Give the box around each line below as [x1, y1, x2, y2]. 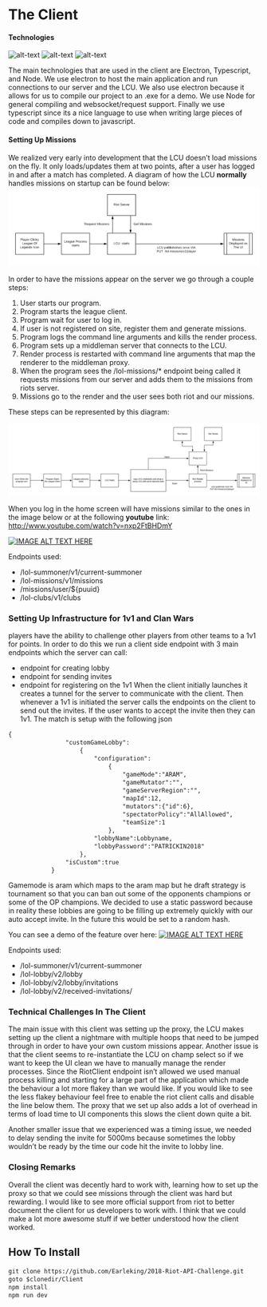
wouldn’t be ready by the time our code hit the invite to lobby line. [8, 1142, 224, 1151]
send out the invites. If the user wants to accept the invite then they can [19, 705, 256, 716]
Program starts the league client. [19, 307, 128, 316]
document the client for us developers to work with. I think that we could [8, 1205, 246, 1215]
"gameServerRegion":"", [122, 787, 202, 795]
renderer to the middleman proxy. [19, 358, 130, 367]
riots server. [19, 383, 60, 393]
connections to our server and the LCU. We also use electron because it [8, 82, 245, 93]
